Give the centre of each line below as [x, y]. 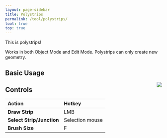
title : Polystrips [24, 14]
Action [16, 104]
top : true [15, 28]
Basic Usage [25, 73]
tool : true [16, 24]
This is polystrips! [23, 42]
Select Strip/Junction [33, 120]
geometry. [16, 57]
